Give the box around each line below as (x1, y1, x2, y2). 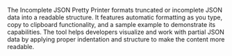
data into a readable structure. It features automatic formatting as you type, (7, 13, 223, 21)
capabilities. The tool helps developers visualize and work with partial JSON (7, 28, 224, 36)
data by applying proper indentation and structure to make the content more (7, 35, 225, 44)
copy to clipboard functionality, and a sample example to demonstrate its (7, 21, 216, 28)
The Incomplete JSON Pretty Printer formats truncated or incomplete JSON (7, 6, 223, 14)
